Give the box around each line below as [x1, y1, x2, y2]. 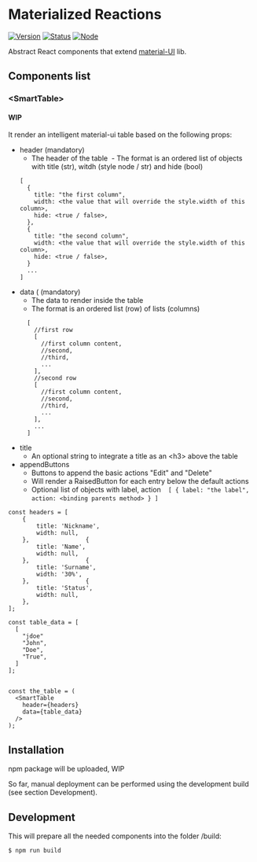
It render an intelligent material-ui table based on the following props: [8, 130, 233, 139]
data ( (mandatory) [19, 287, 81, 297]
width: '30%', [36, 570, 83, 579]
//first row [34, 326, 73, 334]
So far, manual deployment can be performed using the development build [8, 779, 249, 789]
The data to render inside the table [31, 296, 144, 305]
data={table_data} [22, 708, 83, 716]
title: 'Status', [36, 584, 93, 592]
